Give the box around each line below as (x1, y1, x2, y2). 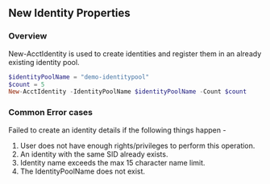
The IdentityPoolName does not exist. (19, 166, 146, 176)
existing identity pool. (8, 57, 80, 67)
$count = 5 (8, 80, 45, 88)
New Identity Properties (8, 6, 131, 20)
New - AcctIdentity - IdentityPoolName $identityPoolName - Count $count (8, 88, 247, 96)
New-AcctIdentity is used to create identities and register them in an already (8, 48, 262, 59)
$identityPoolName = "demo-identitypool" (8, 72, 150, 81)
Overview (8, 31, 48, 42)
